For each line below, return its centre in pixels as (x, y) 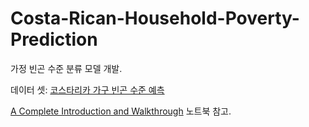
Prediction (54, 39)
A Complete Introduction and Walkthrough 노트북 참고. (121, 111)
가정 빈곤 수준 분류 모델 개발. (66, 68)
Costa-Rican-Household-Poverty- (155, 18)
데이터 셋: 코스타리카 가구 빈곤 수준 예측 (87, 89)
